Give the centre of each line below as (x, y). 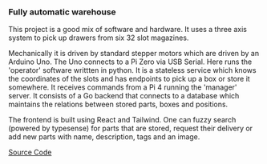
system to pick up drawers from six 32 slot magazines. (99, 38)
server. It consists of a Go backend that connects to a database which (124, 96)
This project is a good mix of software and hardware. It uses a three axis (127, 30)
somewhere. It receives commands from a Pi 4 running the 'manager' (123, 87)
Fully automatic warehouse (62, 12)
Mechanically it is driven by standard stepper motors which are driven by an (133, 54)
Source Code (30, 152)
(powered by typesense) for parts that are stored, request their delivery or (131, 128)
